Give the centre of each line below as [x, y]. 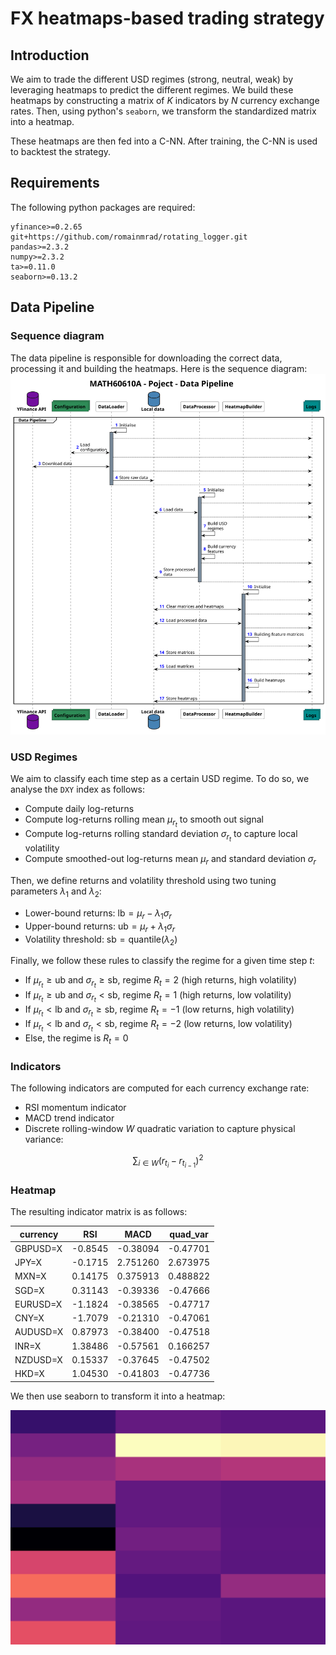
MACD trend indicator [69, 1118]
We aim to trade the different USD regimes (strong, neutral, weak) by [152, 79]
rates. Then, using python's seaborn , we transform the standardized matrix [163, 111]
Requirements [55, 183]
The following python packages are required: [103, 207]
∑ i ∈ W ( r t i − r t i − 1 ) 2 [168, 1161]
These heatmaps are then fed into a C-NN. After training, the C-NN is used [164, 141]
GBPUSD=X [38, 1248]
